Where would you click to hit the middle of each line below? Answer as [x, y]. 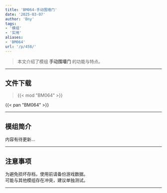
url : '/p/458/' [21, 47]
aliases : [14, 38]
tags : [11, 24]
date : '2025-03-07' [25, 14]
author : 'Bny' [20, 19]
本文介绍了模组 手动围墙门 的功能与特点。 [60, 61]
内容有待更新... [20, 139]
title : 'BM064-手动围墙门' [31, 10]
